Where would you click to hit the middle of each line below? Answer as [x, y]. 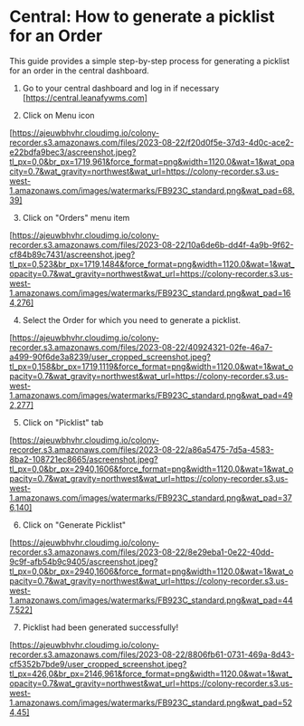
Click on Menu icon [58, 115]
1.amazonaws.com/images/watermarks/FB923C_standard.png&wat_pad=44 [152, 600]
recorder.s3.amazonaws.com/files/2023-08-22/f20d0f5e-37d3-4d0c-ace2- [152, 142]
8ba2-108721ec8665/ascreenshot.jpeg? [84, 459]
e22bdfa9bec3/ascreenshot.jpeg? [73, 152]
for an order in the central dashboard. [79, 71]
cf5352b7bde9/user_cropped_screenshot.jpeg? [98, 664]
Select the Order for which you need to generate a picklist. [132, 320]
